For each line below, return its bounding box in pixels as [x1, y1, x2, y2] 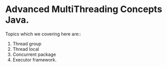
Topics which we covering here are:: [5, 31, 81, 37]
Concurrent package [12, 51, 56, 57]
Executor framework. [12, 56, 57, 62]
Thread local [12, 46, 39, 52]
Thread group [12, 40, 42, 46]
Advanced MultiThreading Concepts [5, 4, 162, 15]
